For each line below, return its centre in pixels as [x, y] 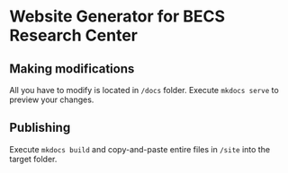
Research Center [73, 35]
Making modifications [72, 69]
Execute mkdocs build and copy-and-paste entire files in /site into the [140, 149]
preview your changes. [52, 99]
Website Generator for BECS [117, 17]
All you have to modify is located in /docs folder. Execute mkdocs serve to [144, 90]
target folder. [33, 159]
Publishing [40, 128]
